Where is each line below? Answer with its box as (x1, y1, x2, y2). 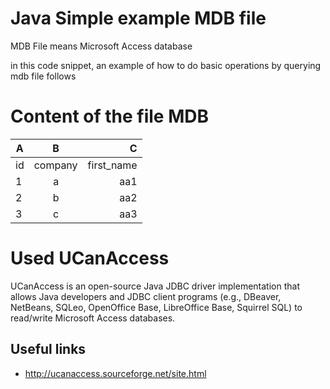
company (33, 158, 78, 172)
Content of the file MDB (10, 105, 209, 128)
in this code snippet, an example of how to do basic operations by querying (10, 59, 322, 71)
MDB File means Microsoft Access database (10, 40, 193, 52)
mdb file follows (10, 70, 77, 82)
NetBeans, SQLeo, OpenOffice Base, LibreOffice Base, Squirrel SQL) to (10, 301, 303, 313)
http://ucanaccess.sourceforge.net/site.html (24, 367, 207, 379)
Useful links (10, 341, 87, 358)
